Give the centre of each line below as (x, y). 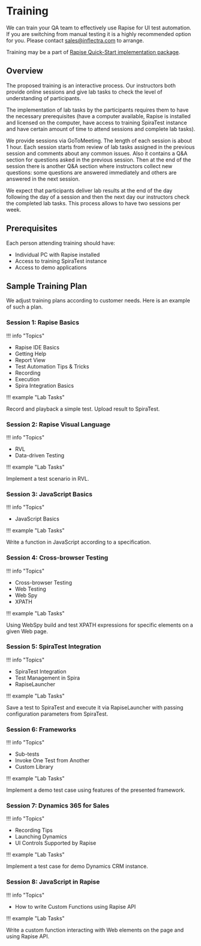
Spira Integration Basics (44, 385)
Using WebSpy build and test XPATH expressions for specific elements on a (100, 625)
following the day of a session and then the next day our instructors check (98, 197)
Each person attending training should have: (61, 243)
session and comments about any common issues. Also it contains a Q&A (97, 153)
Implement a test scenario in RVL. (48, 478)
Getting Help (31, 354)
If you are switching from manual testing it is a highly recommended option (99, 34)
